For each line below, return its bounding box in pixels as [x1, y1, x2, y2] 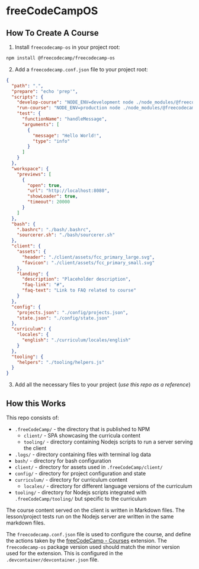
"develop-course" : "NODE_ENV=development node [17, 99, 134, 105]
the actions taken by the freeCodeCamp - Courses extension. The [6, 537, 167, 544]
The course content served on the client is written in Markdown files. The [6, 507, 185, 514]
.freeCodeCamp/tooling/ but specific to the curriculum [14, 495, 147, 502]
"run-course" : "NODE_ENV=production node [17, 105, 120, 111]
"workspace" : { [11, 165, 49, 172]
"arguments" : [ [21, 121, 60, 127]
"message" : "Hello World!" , [32, 133, 102, 139]
